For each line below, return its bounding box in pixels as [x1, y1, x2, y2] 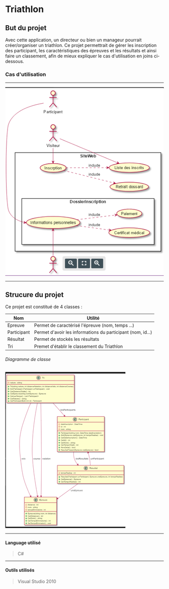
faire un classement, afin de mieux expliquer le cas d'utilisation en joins [5, 53, 153, 59]
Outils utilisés [5, 567, 35, 573]
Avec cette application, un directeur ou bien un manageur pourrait [5, 37, 142, 43]
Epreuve [7, 322, 25, 328]
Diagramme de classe [5, 356, 51, 362]
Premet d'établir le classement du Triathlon [34, 343, 123, 349]
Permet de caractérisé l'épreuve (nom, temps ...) [34, 322, 135, 328]
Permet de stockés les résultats [34, 336, 100, 342]
